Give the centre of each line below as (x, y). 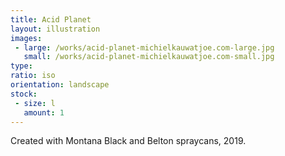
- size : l (35, 103)
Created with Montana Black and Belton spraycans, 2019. (128, 141)
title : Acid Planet (51, 19)
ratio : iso (33, 76)
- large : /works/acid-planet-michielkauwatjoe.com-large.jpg (144, 47)
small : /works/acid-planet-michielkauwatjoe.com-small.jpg (149, 57)
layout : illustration (55, 29)
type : (21, 66)
